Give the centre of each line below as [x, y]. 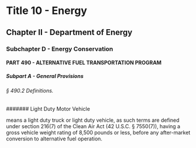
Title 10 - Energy [47, 11]
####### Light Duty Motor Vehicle [48, 108]
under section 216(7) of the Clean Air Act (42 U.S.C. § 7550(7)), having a [93, 126]
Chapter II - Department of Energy [69, 32]
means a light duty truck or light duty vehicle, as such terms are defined [93, 120]
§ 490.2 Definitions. [30, 91]
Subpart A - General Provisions [45, 76]
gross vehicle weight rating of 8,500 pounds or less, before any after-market [98, 132]
